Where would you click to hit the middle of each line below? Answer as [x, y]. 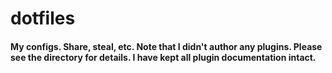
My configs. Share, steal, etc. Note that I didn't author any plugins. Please [166, 46]
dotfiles [43, 18]
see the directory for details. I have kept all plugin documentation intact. [163, 57]
